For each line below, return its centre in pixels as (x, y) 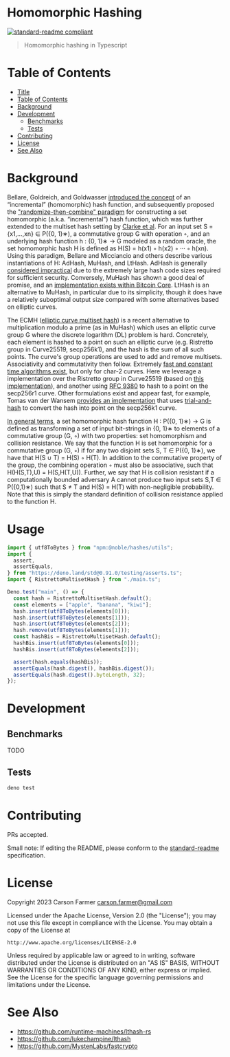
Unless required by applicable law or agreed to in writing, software (101, 955)
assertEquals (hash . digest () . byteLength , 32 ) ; (80, 675)
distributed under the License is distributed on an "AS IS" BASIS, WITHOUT (113, 962)
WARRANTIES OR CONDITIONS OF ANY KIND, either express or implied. (109, 970)
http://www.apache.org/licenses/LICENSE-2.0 (72, 942)
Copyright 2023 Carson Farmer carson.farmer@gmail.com (90, 902)
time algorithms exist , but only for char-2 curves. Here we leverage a (104, 371)
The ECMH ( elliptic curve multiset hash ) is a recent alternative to (99, 320)
